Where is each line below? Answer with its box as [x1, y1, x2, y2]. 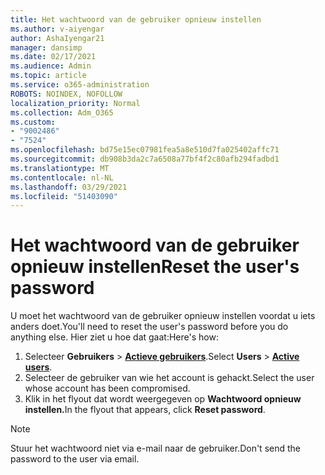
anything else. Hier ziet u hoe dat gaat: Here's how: [10, 331, 219, 343]
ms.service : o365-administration [10, 80, 150, 90]
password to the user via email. [10, 453, 140, 465]
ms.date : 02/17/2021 [10, 52, 97, 62]
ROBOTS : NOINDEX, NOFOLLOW [10, 89, 123, 99]
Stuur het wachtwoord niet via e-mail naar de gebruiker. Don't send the [10, 442, 301, 455]
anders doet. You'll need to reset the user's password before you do [10, 321, 289, 333]
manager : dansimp [10, 42, 83, 53]
